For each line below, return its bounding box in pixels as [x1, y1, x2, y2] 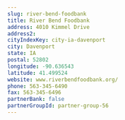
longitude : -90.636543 [7, 63, 74, 70]
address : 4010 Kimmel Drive [7, 23, 90, 30]
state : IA [7, 50, 37, 57]
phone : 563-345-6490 [7, 83, 69, 90]
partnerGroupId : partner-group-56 [7, 102, 109, 109]
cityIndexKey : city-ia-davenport [7, 37, 106, 44]
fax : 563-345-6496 [7, 89, 61, 96]
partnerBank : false [7, 96, 65, 103]
